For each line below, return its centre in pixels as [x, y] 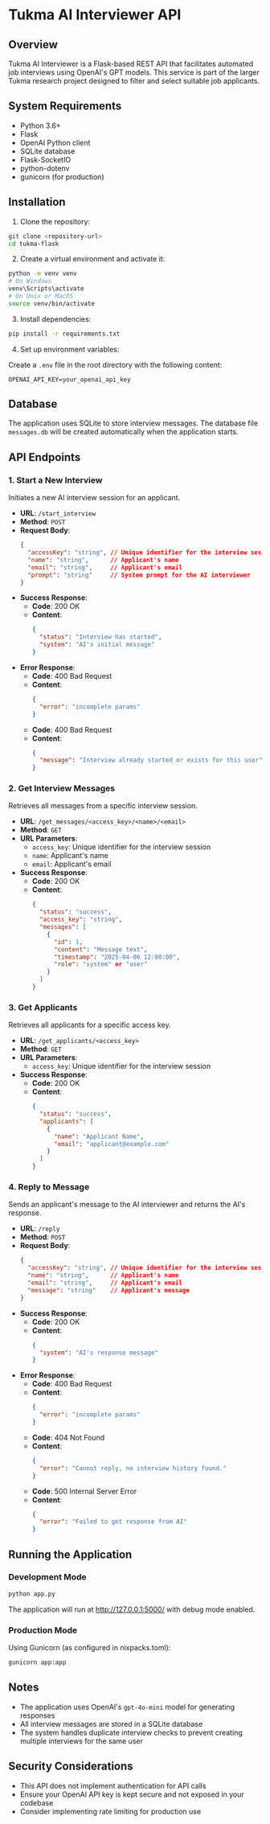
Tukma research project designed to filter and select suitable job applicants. [134, 81]
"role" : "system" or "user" [100, 964]
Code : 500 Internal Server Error [84, 1491]
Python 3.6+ [41, 125]
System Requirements [65, 106]
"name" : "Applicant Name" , [99, 1136]
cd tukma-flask [34, 244]
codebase [37, 1802]
